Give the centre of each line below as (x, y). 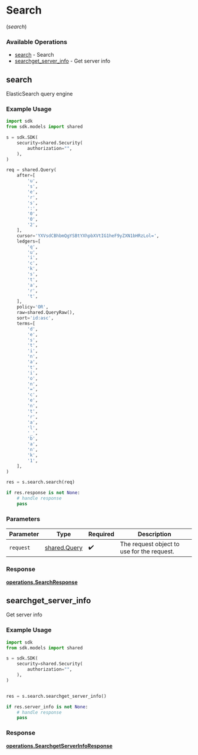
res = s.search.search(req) (41, 482)
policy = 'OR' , (33, 307)
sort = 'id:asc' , (35, 318)
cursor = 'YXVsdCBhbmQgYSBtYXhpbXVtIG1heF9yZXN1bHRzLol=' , (88, 236)
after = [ (26, 175)
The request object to (150, 544)
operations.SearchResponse (42, 582)
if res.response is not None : (43, 493)
